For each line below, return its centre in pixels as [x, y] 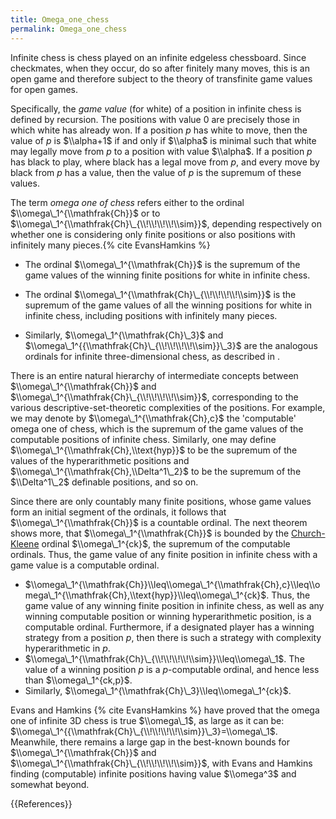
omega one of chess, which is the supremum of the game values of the [157, 428]
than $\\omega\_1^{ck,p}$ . [78, 680]
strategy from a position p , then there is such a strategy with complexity [173, 637]
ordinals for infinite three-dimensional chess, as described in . [152, 356]
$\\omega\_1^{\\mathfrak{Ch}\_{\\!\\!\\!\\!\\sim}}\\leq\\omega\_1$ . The [164, 658]
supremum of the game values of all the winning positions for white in [168, 305]
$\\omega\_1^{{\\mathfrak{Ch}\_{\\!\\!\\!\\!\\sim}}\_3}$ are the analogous [171, 345]
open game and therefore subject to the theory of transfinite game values [161, 78]
